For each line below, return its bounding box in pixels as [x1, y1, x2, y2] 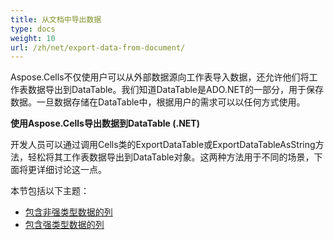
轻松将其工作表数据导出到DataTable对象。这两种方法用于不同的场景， [27, 151, 315, 163]
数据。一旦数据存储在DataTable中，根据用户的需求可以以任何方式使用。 [10, 96, 306, 108]
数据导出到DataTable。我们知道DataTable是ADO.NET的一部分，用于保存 [27, 84, 324, 96]
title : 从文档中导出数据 [10, 14, 102, 25]
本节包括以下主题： [10, 185, 90, 197]
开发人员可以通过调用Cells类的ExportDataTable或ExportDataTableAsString [10, 139, 316, 151]
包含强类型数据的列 [24, 219, 105, 231]
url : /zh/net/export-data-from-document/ [10, 42, 186, 53]
